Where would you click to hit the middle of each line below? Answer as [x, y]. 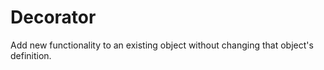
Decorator [53, 17]
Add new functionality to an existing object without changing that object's [162, 45]
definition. [31, 55]
